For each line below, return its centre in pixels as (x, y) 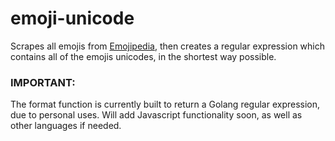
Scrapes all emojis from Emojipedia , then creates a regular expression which (168, 46)
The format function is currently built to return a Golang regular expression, (165, 104)
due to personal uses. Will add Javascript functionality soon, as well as (156, 115)
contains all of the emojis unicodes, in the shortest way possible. (143, 56)
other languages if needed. (66, 126)
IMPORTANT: (43, 82)
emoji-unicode (72, 18)
